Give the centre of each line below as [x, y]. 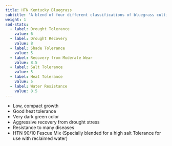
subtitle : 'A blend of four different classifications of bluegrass [80, 15]
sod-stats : [17, 24]
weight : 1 [16, 19]
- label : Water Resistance [39, 86]
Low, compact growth [36, 106]
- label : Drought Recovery [39, 39]
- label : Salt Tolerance [36, 67]
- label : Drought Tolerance [40, 29]
